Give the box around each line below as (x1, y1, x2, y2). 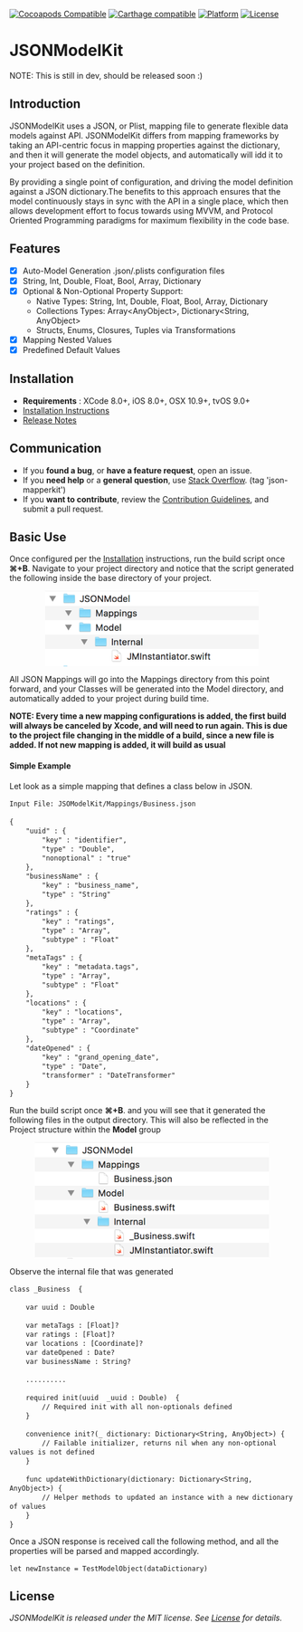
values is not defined (9, 1447, 95, 1456)
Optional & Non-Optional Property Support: (22, 285, 184, 296)
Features (9, 241, 61, 257)
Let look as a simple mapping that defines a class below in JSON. (9, 780, 253, 791)
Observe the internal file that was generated (9, 1265, 174, 1276)
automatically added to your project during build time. (9, 693, 210, 704)
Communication (9, 441, 102, 456)
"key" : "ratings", (42, 917, 116, 926)
